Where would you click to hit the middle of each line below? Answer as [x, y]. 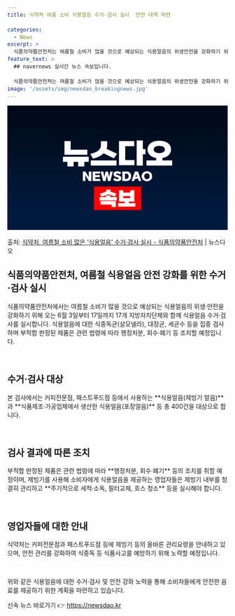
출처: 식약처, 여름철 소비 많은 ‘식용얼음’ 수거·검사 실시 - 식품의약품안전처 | [107, 242]
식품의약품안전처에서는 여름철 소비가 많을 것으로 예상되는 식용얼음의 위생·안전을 [116, 306]
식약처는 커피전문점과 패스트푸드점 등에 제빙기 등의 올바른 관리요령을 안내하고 [113, 545]
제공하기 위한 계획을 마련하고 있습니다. [72, 590]
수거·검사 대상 [35, 379]
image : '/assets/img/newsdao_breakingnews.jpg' [78, 89]
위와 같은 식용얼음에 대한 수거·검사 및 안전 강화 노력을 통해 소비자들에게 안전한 [114, 582]
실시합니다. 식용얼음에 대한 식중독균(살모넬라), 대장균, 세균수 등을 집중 [115, 324]
